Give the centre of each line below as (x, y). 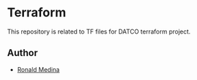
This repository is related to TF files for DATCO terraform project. (99, 31)
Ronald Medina (38, 69)
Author (22, 53)
